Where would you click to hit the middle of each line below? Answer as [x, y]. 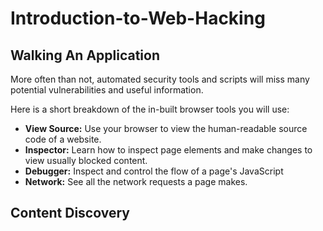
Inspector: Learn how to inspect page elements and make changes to [168, 150]
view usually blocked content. [86, 160]
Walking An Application [85, 55]
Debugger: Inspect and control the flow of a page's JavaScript [154, 171]
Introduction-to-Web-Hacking [138, 18]
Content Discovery [70, 213]
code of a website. [63, 139]
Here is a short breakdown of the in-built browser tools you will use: [150, 109]
